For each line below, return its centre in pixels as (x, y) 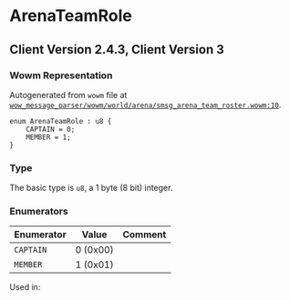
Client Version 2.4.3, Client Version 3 (117, 50)
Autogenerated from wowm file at (68, 95)
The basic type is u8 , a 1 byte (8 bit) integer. (91, 188)
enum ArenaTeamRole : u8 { (61, 121)
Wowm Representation (61, 75)
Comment (145, 235)
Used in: (25, 287)
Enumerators (39, 212)
